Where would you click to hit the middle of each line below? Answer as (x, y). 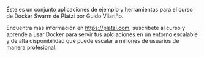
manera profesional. (32, 47)
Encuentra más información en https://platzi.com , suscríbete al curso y (96, 28)
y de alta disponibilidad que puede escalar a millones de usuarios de (93, 41)
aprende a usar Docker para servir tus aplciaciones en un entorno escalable (102, 34)
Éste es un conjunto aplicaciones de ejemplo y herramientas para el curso (100, 9)
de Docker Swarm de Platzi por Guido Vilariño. (65, 16)
